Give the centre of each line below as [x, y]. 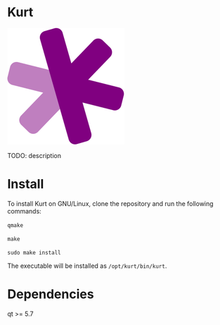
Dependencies [51, 294]
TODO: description [34, 155]
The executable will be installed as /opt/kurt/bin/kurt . [87, 266]
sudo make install [34, 252]
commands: [25, 211]
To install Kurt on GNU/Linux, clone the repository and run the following [110, 203]
